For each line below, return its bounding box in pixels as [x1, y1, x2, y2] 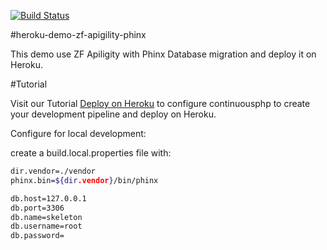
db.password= [10, 231, 65, 241]
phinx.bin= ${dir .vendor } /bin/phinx [10, 175, 159, 185]
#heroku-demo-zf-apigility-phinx [10, 29, 147, 40]
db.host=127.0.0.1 [10, 193, 87, 204]
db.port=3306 [10, 203, 65, 213]
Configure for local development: [10, 128, 147, 139]
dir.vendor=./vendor [10, 166, 97, 176]
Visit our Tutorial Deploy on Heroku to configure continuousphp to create [10, 98, 311, 109]
